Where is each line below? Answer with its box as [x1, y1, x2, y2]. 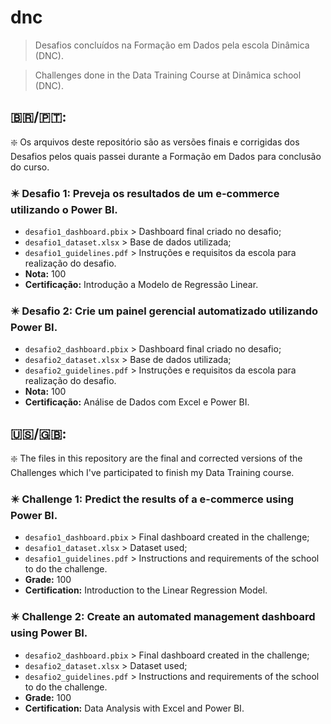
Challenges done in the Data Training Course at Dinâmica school [34, 69, 302, 81]
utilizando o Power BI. [10, 202, 118, 216]
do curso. [10, 161, 50, 173]
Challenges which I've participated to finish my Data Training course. [10, 467, 295, 479]
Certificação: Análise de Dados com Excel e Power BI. [24, 396, 250, 408]
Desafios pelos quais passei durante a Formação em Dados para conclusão [10, 150, 322, 162]
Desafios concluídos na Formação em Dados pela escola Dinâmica [34, 39, 310, 51]
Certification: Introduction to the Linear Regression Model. [24, 584, 268, 596]
